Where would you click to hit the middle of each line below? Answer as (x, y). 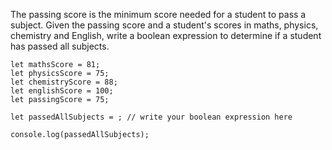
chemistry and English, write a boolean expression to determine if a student (166, 35)
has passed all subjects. (60, 46)
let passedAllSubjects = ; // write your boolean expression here (151, 117)
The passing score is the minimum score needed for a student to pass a (158, 14)
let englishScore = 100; (62, 91)
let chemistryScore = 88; (64, 82)
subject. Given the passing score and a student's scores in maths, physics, (164, 25)
